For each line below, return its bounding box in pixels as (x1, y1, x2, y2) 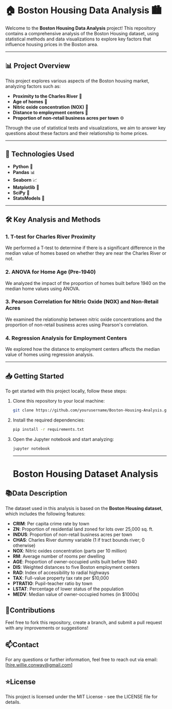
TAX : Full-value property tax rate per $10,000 (12, 574, 109, 581)
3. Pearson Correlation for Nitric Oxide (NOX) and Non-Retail (5, 298, 159, 305)
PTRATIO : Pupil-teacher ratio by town (12, 580, 93, 586)
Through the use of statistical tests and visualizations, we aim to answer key (5, 124, 166, 131)
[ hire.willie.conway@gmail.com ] (5, 662, 73, 668)
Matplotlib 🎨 (12, 184, 39, 190)
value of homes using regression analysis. (5, 351, 94, 358)
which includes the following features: (5, 511, 85, 517)
